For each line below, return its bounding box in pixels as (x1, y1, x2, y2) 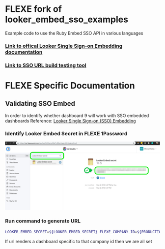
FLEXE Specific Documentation (5, 80, 135, 91)
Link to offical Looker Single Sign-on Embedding (5, 42, 123, 49)
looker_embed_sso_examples (5, 14, 129, 25)
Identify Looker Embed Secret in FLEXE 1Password (5, 130, 128, 137)
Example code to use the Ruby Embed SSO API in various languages (5, 30, 143, 36)
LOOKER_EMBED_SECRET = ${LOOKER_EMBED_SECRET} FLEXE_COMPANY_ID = (5, 229, 137, 234)
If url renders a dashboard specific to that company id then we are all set (5, 238, 152, 244)
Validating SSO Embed (5, 99, 75, 108)
